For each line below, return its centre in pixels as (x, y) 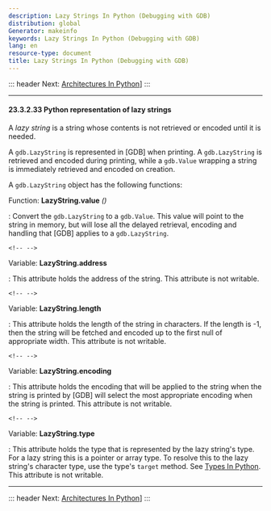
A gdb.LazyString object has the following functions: (96, 185)
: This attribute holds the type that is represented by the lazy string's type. (131, 450)
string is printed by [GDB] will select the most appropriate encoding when (130, 396)
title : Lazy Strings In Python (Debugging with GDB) (99, 61)
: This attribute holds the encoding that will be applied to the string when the (135, 387)
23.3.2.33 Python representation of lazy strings (90, 110)
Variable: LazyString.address (58, 263)
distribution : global (45, 23)
